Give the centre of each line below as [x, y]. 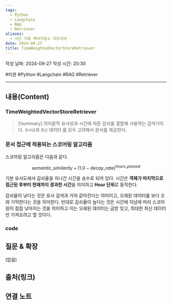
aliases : [15, 34]
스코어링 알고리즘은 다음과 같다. [37, 156]
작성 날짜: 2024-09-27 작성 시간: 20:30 [46, 63]
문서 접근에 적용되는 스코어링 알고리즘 [49, 145]
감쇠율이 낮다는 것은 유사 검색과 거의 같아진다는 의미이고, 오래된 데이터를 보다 [82, 196]
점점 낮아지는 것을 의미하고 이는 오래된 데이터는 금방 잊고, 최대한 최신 [83, 209]
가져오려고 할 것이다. [31, 215]
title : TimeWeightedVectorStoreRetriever [50, 48]
